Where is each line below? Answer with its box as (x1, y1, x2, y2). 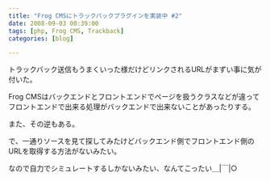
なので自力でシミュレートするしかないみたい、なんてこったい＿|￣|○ (8, 163, 238, 174)
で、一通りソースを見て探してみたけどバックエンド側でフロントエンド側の (8, 137, 255, 146)
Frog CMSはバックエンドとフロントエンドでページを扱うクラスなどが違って (8, 92, 260, 102)
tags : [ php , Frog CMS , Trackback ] (8, 27, 125, 35)
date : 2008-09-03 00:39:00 (8, 19, 99, 27)
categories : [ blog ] (8, 34, 74, 43)
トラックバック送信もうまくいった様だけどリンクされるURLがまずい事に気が (8, 65, 262, 74)
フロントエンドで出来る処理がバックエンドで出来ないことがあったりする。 (8, 102, 255, 112)
